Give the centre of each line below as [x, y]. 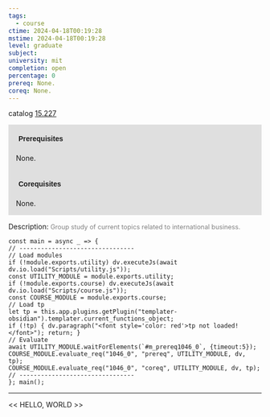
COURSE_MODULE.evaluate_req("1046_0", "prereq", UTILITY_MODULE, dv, [127, 354]
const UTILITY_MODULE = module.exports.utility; [91, 277]
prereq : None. [32, 83]
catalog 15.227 [33, 114]
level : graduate [35, 46]
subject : [23, 53]
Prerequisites [41, 139]
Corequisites [40, 184]
